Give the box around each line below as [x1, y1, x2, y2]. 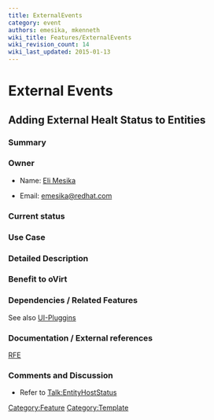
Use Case [8, 231, 46, 242]
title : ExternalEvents [8, 11, 83, 20]
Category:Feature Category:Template [8, 403, 129, 413]
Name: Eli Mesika [19, 175, 76, 185]
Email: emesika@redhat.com [19, 190, 113, 201]
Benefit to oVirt [8, 274, 68, 285]
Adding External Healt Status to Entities [8, 113, 206, 127]
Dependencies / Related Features [8, 295, 138, 306]
